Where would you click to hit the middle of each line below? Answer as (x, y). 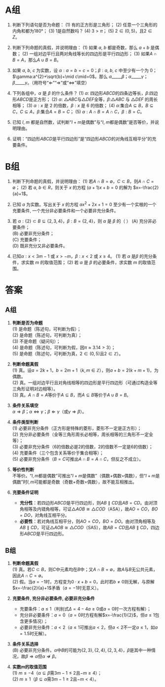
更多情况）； (36, 621)
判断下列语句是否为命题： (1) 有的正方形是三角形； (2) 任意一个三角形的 (85, 25)
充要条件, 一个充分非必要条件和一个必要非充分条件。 (65, 211)
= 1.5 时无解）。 (34, 634)
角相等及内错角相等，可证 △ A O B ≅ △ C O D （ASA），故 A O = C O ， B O (89, 509)
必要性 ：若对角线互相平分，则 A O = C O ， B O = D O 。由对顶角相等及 (88, 521)
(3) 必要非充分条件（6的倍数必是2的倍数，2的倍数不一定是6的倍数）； (83, 446)
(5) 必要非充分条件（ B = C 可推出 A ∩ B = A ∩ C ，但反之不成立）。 (78, 459)
